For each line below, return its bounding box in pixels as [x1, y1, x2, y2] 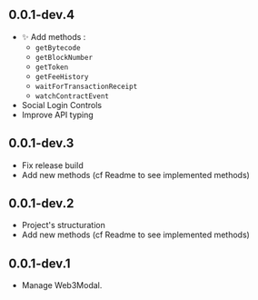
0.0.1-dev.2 [8, 195, 74, 212]
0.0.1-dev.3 [8, 135, 74, 151]
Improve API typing [21, 109, 94, 120]
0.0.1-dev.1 [8, 255, 71, 271]
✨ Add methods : [21, 31, 86, 42]
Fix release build [21, 159, 84, 171]
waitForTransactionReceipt [35, 82, 138, 91]
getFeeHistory [35, 72, 89, 81]
